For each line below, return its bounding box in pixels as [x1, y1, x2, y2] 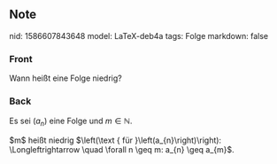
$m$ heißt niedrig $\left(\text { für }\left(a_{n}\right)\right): [9, 135, 222, 145]
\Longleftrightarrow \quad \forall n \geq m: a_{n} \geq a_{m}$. [9, 144, 235, 155]
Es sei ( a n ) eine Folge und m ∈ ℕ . [9, 115, 133, 129]
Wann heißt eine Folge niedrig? [9, 73, 122, 83]
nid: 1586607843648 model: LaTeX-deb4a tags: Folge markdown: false [9, 30, 268, 41]
